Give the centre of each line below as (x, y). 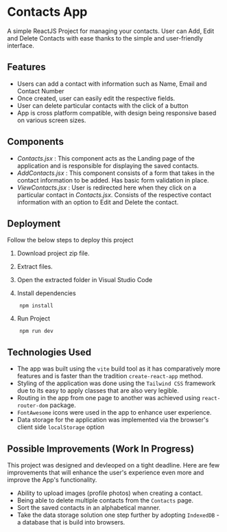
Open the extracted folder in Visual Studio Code (85, 280)
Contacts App (47, 12)
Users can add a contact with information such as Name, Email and (112, 84)
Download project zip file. (53, 253)
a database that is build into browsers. (71, 522)
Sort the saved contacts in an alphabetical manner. (89, 508)
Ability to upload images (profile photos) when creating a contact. (110, 493)
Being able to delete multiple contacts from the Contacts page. (105, 500)
